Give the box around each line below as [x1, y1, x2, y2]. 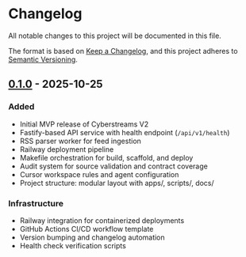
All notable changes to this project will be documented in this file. [8, 31, 222, 40]
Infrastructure [8, 198, 64, 209]
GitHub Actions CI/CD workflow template [19, 224, 154, 233]
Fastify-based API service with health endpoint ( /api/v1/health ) [19, 127, 230, 137]
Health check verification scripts [19, 240, 127, 250]
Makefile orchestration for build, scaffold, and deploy [19, 153, 194, 162]
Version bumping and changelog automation [19, 232, 165, 242]
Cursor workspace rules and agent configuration [19, 169, 179, 179]
